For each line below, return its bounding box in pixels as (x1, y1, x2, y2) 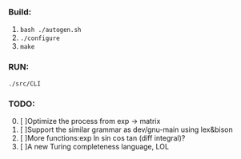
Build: (8, 6, 32, 18)
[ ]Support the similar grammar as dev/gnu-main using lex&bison (19, 125, 234, 134)
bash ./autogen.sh (19, 26, 82, 34)
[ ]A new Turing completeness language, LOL (19, 141, 170, 151)
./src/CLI (8, 79, 42, 88)
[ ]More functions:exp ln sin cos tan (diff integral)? (19, 133, 186, 142)
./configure (19, 34, 60, 42)
